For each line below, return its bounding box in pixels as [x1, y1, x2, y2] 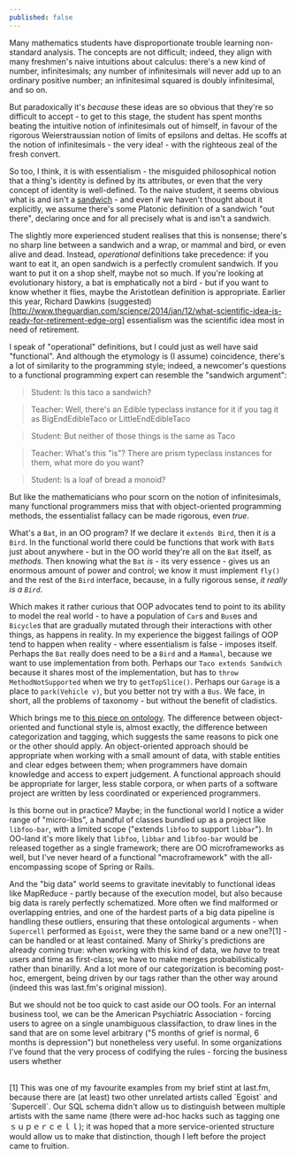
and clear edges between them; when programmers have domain [9, 759, 247, 770]
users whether [9, 1055, 62, 1066]
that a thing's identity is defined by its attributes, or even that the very [9, 175, 263, 186]
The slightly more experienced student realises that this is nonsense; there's [9, 229, 287, 240]
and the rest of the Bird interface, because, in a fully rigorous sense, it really [9, 574, 288, 585]
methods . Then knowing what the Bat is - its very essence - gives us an [9, 556, 270, 566]
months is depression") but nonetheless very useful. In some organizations [9, 1037, 283, 1047]
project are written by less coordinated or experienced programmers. [9, 788, 261, 798]
